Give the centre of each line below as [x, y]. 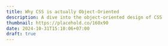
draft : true [21, 34]
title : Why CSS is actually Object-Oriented [63, 12]
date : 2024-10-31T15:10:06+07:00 [48, 28]
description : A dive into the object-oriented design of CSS [84, 17]
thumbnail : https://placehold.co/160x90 [58, 23]
